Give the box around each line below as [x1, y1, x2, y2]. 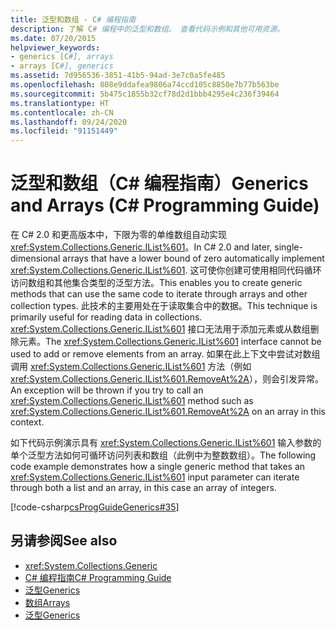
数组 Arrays [24, 596, 71, 608]
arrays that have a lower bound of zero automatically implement [62, 252, 325, 265]
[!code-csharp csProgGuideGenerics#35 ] [10, 501, 180, 513]
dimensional [10, 252, 61, 265]
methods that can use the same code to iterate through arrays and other [10, 288, 308, 300]
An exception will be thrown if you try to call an [10, 384, 204, 396]
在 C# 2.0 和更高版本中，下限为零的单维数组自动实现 [10, 229, 227, 241]
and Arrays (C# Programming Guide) [10, 194, 320, 217]
